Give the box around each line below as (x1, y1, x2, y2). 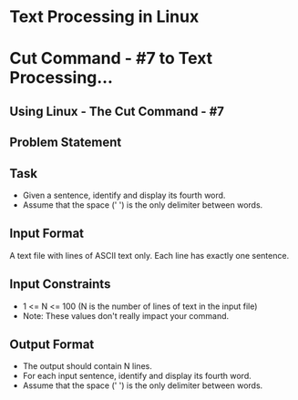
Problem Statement (9, 135, 122, 150)
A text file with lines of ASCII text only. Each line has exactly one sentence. (9, 250, 290, 261)
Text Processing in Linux (9, 6, 200, 27)
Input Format (9, 226, 85, 241)
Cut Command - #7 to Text (9, 48, 213, 69)
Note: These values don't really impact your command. (22, 310, 230, 321)
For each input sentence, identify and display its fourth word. (22, 371, 252, 382)
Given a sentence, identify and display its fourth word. (22, 190, 226, 200)
